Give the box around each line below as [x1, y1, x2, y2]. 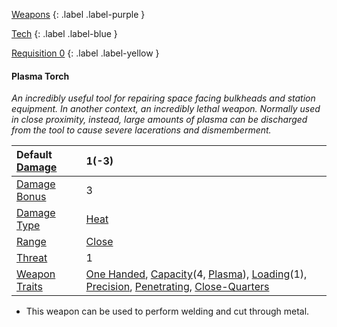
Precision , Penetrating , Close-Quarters [85, 280, 270, 294]
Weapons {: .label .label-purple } [11, 9, 146, 20]
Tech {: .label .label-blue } [11, 28, 118, 39]
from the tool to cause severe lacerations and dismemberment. [11, 124, 272, 136]
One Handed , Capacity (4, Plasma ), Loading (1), [85, 267, 308, 281]
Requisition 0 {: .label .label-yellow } [11, 47, 160, 59]
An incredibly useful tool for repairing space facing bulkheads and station [11, 92, 316, 104]
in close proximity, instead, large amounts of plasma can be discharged [11, 114, 308, 126]
